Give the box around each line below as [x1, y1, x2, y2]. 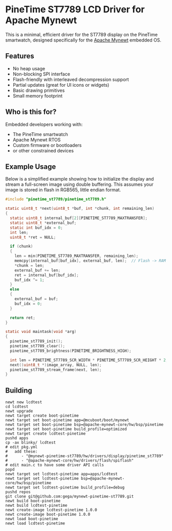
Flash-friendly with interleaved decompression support [12, 76, 129, 83]
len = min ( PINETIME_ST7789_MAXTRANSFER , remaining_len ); [14, 253, 139, 259]
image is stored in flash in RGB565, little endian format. [5, 187, 121, 193]
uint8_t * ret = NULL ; [10, 234, 56, 240]
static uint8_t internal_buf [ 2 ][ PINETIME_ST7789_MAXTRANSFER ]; [10, 215, 147, 221]
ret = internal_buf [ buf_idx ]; [14, 272, 79, 278]
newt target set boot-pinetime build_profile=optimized [5, 427, 127, 432]
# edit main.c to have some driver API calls [5, 463, 104, 468]
